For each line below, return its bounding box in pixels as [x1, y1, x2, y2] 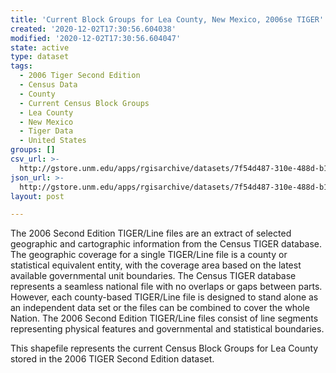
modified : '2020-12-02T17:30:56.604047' [10, 33, 182, 43]
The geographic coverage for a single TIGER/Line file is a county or [10, 249, 288, 261]
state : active [10, 42, 70, 53]
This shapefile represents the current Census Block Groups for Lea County [10, 342, 319, 355]
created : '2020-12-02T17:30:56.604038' [10, 24, 177, 34]
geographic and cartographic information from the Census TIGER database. [10, 238, 323, 250]
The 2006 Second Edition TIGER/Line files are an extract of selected [10, 227, 292, 240]
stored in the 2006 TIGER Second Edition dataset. [10, 353, 215, 365]
